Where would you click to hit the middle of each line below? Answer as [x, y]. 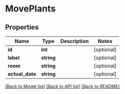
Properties [22, 27]
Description [74, 41]
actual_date [22, 74]
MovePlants [30, 9]
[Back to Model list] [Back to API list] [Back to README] [62, 86]
